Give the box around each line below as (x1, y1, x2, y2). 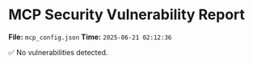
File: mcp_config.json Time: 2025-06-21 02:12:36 (8, 32, 172, 42)
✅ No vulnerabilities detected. (8, 47, 108, 57)
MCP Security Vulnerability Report (8, 6, 245, 24)
